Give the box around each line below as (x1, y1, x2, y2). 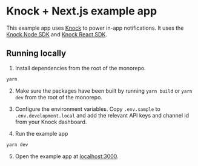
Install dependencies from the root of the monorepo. (15, 64, 147, 71)
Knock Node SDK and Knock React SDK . (6, 30, 108, 38)
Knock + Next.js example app (6, 4, 157, 18)
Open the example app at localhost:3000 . (15, 153, 119, 160)
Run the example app (15, 130, 68, 137)
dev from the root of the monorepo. (15, 93, 103, 101)
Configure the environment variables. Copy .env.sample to (15, 105, 160, 113)
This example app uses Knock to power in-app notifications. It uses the (6, 24, 184, 32)
